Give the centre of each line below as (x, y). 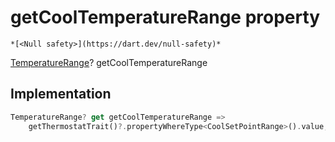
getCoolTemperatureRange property (165, 17)
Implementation (61, 94)
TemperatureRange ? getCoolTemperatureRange (109, 62)
